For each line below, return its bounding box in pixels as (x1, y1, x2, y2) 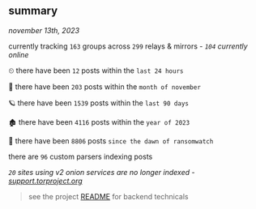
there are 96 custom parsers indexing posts (8, 151, 153, 161)
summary (8, 4, 58, 18)
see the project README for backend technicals (28, 191, 189, 201)
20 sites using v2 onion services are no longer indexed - (8, 167, 195, 177)
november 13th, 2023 (8, 25, 79, 35)
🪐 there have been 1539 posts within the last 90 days (8, 98, 189, 108)
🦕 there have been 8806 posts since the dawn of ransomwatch (8, 135, 214, 146)
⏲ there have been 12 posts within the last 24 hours (8, 66, 184, 75)
